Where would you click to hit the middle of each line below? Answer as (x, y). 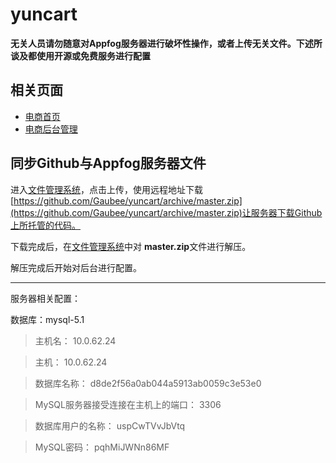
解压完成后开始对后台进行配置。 (76, 267)
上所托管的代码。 (45, 225)
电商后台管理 (51, 129)
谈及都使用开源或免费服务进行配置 (80, 55)
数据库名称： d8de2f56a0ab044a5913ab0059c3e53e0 (148, 383)
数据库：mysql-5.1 (47, 319)
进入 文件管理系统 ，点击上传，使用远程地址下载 (106, 189)
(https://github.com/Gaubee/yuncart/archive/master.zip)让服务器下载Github (166, 212)
